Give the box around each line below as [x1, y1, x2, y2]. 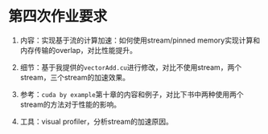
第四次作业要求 [8, 7, 108, 26]
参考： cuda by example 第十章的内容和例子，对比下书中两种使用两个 [19, 89, 244, 99]
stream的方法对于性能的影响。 [19, 99, 122, 109]
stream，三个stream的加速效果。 [19, 72, 130, 82]
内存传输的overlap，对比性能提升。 [19, 45, 137, 55]
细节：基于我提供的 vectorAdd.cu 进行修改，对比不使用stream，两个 [19, 62, 242, 72]
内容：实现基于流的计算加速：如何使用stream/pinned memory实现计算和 [19, 35, 260, 45]
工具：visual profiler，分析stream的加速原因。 [19, 116, 173, 126]
